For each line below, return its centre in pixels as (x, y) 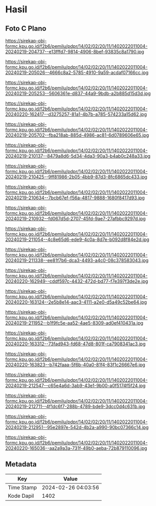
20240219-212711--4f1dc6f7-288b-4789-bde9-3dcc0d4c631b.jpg (75, 406)
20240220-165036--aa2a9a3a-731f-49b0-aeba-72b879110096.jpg (76, 448)
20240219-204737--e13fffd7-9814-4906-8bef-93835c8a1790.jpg (75, 52)
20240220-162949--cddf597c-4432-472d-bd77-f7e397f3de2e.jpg (77, 281)
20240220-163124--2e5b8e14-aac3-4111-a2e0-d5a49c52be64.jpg (76, 302)
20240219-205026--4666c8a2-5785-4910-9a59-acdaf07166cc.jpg (77, 72)
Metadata (21, 464)
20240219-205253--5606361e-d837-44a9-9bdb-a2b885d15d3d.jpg (78, 93)
